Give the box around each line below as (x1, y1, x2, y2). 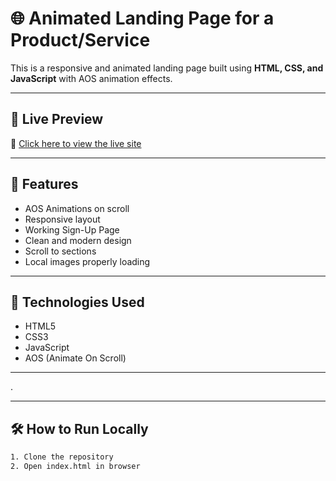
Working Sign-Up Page (24, 223, 120, 236)
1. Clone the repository (10, 452, 114, 462)
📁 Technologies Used (10, 293, 145, 311)
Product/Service (10, 29, 151, 52)
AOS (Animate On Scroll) (24, 352, 127, 364)
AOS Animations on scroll (24, 202, 130, 214)
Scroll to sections (24, 245, 97, 257)
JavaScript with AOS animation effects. (10, 72, 173, 84)
